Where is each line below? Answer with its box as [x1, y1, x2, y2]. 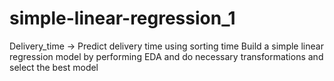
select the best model [9, 61, 99, 73]
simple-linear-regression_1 [9, 7, 236, 30]
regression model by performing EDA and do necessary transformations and [9, 50, 324, 62]
